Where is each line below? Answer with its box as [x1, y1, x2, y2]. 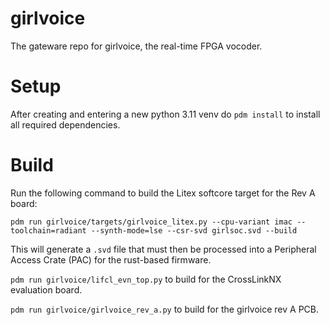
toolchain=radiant [10, 225, 87, 236]
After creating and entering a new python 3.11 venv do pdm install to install [10, 108, 321, 120]
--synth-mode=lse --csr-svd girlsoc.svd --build [90, 225, 298, 236]
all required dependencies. [10, 118, 121, 131]
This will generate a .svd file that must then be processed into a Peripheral [10, 243, 317, 255]
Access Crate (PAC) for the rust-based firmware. [10, 253, 212, 266]
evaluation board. [10, 283, 83, 296]
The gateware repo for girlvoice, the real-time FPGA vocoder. [10, 40, 263, 52]
